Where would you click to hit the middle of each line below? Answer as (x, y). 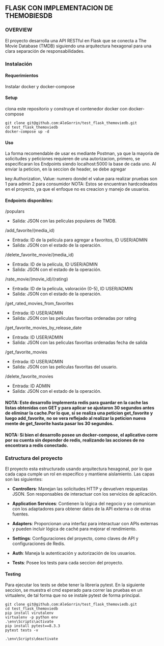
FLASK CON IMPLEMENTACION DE (59, 8)
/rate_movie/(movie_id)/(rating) (37, 279)
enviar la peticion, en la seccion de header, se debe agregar (66, 169)
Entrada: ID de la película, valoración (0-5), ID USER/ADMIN (72, 289)
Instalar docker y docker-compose (40, 86)
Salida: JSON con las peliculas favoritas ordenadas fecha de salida (80, 342)
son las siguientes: (24, 479)
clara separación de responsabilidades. (45, 51)
